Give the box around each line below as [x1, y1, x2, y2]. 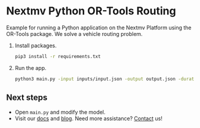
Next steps [6, 93, 48, 103]
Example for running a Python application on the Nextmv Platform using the [6, 24, 192, 31]
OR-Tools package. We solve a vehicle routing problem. [6, 30, 143, 37]
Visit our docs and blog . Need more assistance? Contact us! [14, 115, 163, 122]
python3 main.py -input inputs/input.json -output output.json [14, 76, 176, 82]
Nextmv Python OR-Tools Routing [6, 4, 176, 18]
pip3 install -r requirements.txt [14, 53, 101, 59]
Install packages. [14, 42, 57, 49]
